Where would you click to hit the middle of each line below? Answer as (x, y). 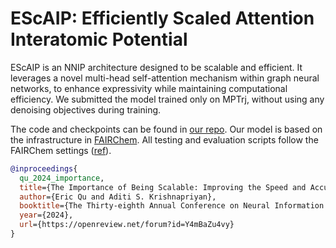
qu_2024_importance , (62, 178)
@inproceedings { (44, 168)
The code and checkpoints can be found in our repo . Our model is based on (166, 129)
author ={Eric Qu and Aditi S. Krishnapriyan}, (118, 197)
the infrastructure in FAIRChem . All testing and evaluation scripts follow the (164, 139)
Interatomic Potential (99, 39)
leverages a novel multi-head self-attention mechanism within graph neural (165, 78)
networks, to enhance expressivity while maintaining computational (149, 88)
